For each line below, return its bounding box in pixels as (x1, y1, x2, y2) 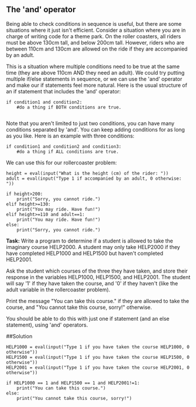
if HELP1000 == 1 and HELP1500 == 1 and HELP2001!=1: (6, 380, 140, 386)
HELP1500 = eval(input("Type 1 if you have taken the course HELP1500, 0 (6, 354, 190, 360)
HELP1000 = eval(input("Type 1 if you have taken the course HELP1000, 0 (6, 344, 190, 350)
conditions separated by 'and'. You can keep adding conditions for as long (6, 126, 185, 133)
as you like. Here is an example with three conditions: (6, 132, 135, 139)
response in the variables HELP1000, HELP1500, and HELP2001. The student (6, 273, 191, 281)
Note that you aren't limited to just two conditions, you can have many (6, 120, 174, 127)
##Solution (6, 332, 33, 339)
